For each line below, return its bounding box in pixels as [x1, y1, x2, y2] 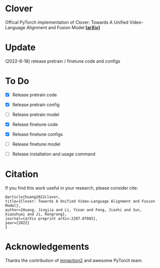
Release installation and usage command [12, 151, 96, 157]
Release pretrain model [12, 112, 60, 117]
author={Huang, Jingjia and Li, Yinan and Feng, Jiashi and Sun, [5, 208, 142, 213]
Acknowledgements [5, 241, 90, 252]
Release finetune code [12, 121, 58, 127]
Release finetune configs [12, 131, 63, 137]
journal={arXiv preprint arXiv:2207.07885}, [5, 216, 98, 221]
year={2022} [5, 221, 30, 226]
